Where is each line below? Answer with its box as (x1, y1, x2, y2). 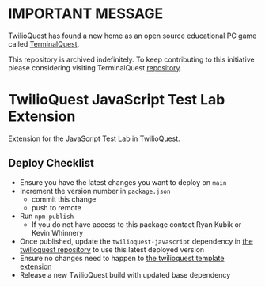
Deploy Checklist (8, 157, 95, 170)
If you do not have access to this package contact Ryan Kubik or (31, 219, 242, 229)
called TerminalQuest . (8, 39, 80, 48)
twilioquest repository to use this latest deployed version (19, 244, 205, 254)
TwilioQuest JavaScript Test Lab (8, 91, 225, 109)
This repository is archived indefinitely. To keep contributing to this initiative (8, 55, 255, 64)
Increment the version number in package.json (19, 186, 171, 195)
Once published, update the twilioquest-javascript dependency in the (19, 236, 253, 246)
